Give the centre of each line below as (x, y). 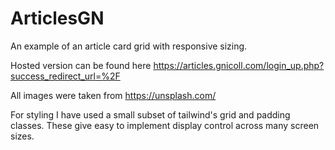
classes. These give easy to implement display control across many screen (165, 125)
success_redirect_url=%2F (65, 76)
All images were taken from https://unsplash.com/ (113, 95)
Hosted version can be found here (81, 65)
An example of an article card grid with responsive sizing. (129, 46)
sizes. (22, 136)
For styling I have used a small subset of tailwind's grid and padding (150, 114)
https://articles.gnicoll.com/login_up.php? (239, 65)
